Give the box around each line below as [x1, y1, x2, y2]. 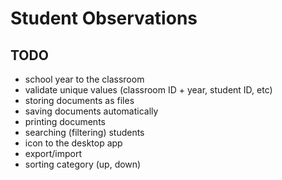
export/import [24, 148, 83, 159]
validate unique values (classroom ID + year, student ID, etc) [24, 84, 273, 96]
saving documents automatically [24, 105, 159, 117]
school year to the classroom [24, 73, 145, 85]
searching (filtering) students [24, 127, 145, 138]
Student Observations [10, 7, 198, 30]
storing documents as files [24, 95, 135, 106]
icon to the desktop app [24, 137, 123, 149]
